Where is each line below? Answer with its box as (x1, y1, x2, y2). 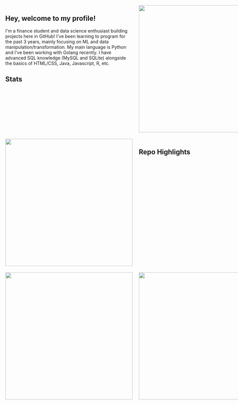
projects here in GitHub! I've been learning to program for (5, 33, 126, 39)
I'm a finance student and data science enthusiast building (5, 27, 128, 34)
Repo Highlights (139, 148, 191, 157)
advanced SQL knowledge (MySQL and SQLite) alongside (5, 54, 126, 61)
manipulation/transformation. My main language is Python (5, 44, 127, 50)
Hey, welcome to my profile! (5, 14, 96, 23)
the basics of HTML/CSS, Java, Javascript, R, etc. (5, 60, 110, 66)
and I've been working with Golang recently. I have (5, 49, 112, 55)
